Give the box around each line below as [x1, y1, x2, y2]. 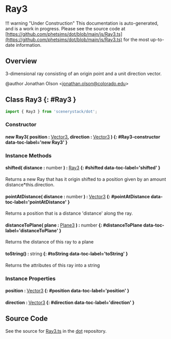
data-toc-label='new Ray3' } [5, 139, 68, 145]
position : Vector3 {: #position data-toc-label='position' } [5, 288, 129, 294]
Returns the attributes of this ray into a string [5, 262, 100, 268]
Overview [5, 57, 37, 66]
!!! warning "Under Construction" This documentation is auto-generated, [5, 20, 159, 26]
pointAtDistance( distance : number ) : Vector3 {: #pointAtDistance [5, 193, 150, 199]
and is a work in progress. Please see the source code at [5, 25, 126, 31]
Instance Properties [5, 275, 56, 282]
